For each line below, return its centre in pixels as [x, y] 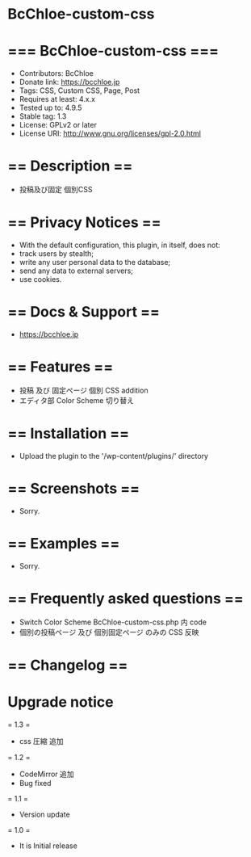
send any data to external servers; [76, 271]
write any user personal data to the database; [95, 262]
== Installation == [69, 434]
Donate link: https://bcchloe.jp [69, 82]
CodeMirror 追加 [46, 774]
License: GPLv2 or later [58, 125]
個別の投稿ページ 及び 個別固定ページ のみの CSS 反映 [109, 632]
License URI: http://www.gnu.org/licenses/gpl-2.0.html [110, 133]
